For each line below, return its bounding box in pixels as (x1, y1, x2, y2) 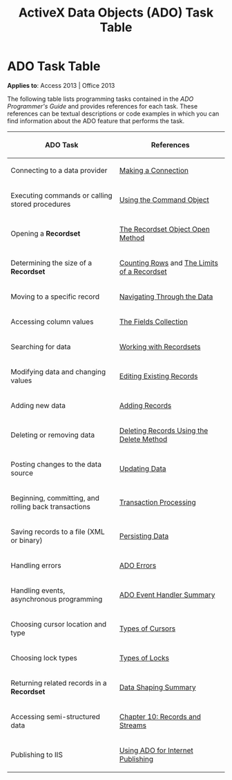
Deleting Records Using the (119, 425, 209, 435)
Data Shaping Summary (119, 682, 197, 692)
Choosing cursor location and (10, 619, 107, 629)
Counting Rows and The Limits (119, 258, 219, 268)
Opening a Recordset (10, 228, 81, 238)
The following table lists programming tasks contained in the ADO (7, 95, 194, 103)
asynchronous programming (10, 594, 103, 604)
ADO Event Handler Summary (119, 590, 215, 600)
